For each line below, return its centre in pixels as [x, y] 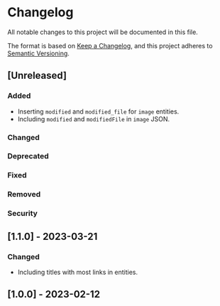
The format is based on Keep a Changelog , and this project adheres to [110, 45]
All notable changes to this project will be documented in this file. [103, 32]
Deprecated [28, 156]
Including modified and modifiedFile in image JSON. [94, 119]
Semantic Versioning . [38, 53]
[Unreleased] [37, 76]
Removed [24, 195]
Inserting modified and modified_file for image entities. [98, 111]
